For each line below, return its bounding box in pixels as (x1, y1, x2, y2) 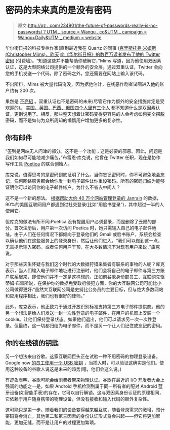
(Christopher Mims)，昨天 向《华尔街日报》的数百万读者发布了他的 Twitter (5, 51, 160, 57)
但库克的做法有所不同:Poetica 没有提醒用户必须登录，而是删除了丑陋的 (5, 218, 152, 224)
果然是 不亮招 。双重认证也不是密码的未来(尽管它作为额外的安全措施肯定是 (5, 98, 160, 104)
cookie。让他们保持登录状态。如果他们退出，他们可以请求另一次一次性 (5, 316, 153, 322)
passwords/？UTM (17, 28, 57, 35)
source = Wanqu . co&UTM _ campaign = (61, 28, 147, 35)
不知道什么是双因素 (115, 105, 156, 111)
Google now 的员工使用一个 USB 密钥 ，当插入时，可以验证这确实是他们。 (5, 359, 160, 366)
